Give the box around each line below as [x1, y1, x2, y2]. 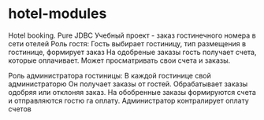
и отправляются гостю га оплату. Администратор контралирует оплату [8, 96, 250, 105]
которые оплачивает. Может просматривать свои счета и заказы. [8, 56, 231, 65]
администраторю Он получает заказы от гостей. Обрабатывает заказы [8, 79, 248, 89]
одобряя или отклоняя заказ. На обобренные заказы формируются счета [8, 87, 256, 96]
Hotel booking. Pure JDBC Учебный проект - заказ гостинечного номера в [8, 31, 256, 40]
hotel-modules [8, 5, 107, 23]
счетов [8, 104, 32, 114]
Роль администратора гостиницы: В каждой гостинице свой [8, 71, 211, 80]
